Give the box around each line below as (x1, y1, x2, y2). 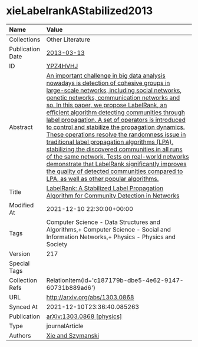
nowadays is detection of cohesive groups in (46, 78, 170, 87)
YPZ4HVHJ (46, 62, 78, 70)
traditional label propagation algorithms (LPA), (46, 137, 174, 146)
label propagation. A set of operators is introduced (46, 115, 186, 124)
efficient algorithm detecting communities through (46, 108, 186, 116)
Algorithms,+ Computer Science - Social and (46, 225, 171, 233)
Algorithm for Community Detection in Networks (46, 191, 180, 200)
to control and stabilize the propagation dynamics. (46, 123, 185, 131)
